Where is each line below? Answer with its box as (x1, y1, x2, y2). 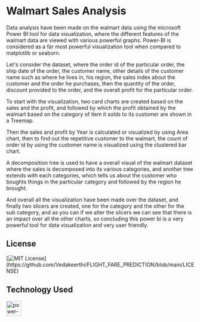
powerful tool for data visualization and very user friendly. (6, 221, 149, 228)
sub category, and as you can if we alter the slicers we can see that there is (6, 208, 192, 216)
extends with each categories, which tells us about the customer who (6, 171, 177, 179)
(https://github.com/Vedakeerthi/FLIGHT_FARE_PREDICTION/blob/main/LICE (6, 261, 195, 268)
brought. (6, 184, 27, 192)
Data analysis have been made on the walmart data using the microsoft (6, 24, 181, 31)
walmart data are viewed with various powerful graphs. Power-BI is (6, 36, 171, 44)
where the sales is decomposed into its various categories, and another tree (6, 165, 193, 173)
